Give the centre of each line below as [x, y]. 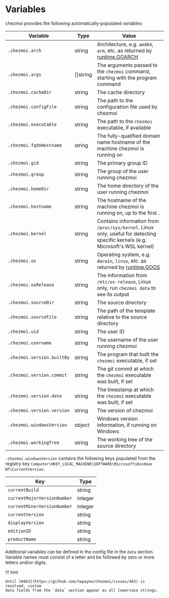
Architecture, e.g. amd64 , [125, 44]
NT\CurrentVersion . [25, 469]
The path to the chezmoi [124, 121]
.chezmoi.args [25, 74]
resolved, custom [23, 586]
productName [22, 539]
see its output [113, 294]
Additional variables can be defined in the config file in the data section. [80, 552]
